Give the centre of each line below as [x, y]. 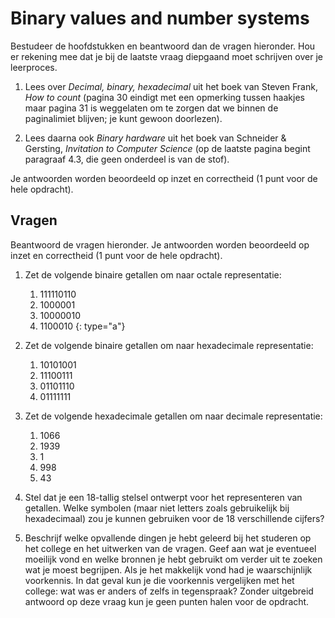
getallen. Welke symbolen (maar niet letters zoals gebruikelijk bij [157, 508]
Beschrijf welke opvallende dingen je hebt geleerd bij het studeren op [168, 538]
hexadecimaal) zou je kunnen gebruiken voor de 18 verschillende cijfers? [174, 518]
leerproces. [34, 67]
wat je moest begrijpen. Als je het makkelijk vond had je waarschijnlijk [168, 569]
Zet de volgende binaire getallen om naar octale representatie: [153, 274]
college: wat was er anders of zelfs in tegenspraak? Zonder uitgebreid [169, 591]
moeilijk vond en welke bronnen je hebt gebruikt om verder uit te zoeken [173, 559]
